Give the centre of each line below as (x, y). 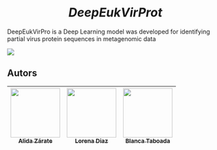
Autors (22, 73)
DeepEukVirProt (115, 13)
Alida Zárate (35, 141)
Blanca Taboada (148, 141)
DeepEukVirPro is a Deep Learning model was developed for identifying (109, 32)
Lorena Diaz (92, 141)
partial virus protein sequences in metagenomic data (82, 38)
